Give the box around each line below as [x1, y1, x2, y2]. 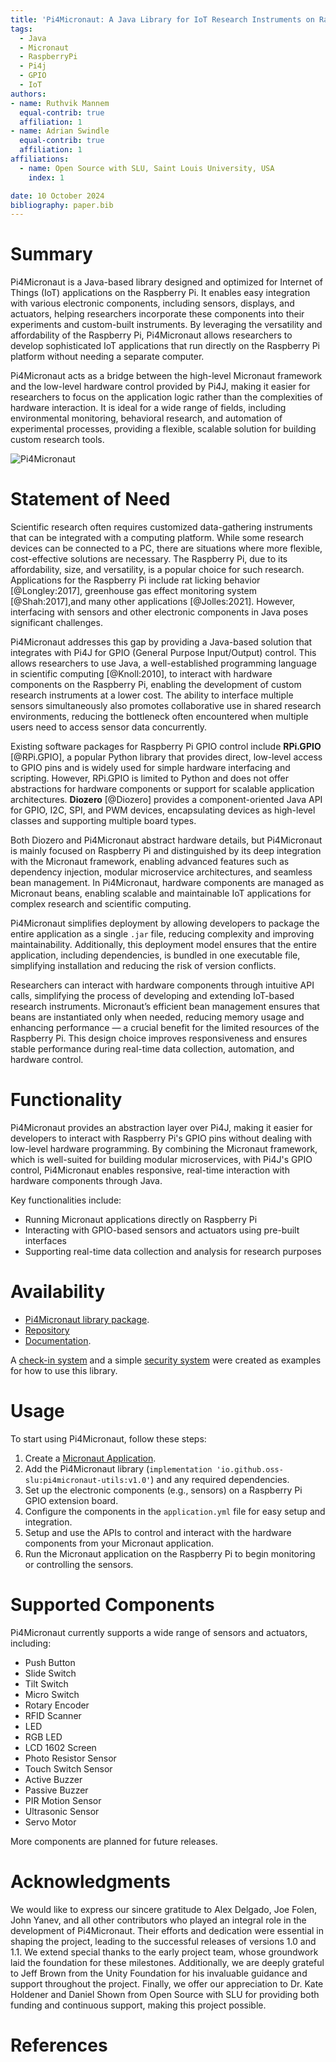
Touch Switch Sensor [24, 1762, 113, 1775]
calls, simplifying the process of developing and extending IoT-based [10, 990, 295, 1002]
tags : [10, 24, 33, 34]
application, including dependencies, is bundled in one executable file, [10, 949, 301, 961]
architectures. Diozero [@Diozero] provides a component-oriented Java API [10, 794, 323, 806]
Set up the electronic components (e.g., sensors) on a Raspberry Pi [24, 1484, 303, 1496]
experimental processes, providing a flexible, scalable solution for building [10, 423, 317, 435]
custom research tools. [10, 434, 105, 446]
